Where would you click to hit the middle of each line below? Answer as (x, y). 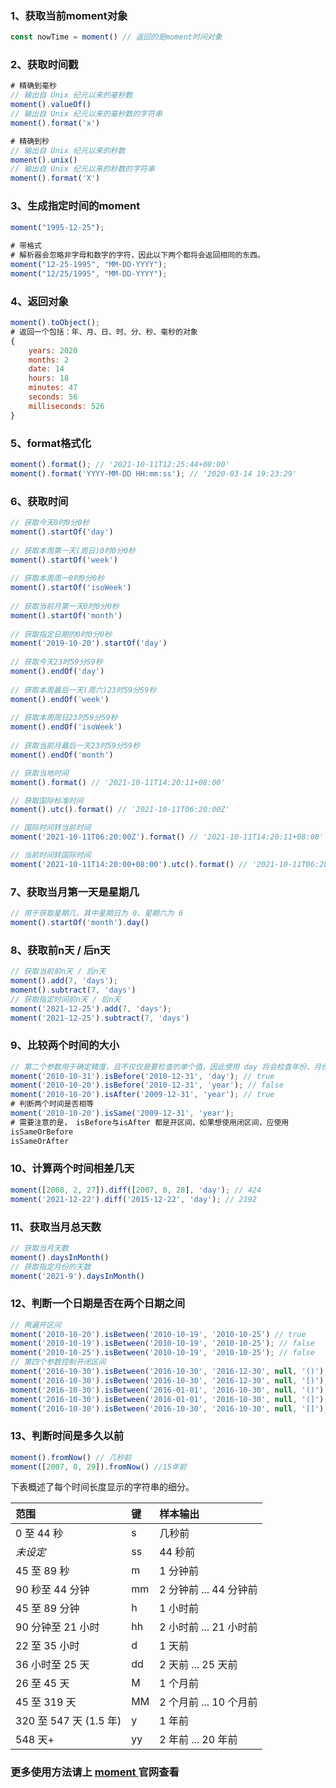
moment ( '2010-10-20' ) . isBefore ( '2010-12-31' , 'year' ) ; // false (147, 1085)
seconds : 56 (53, 397)
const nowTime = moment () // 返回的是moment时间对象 (116, 37)
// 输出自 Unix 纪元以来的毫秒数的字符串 (86, 114)
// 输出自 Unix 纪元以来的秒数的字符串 (82, 169)
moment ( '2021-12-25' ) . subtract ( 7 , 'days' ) (100, 1018)
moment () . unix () (44, 160)
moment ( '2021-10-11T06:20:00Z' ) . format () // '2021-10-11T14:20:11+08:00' (167, 837)
